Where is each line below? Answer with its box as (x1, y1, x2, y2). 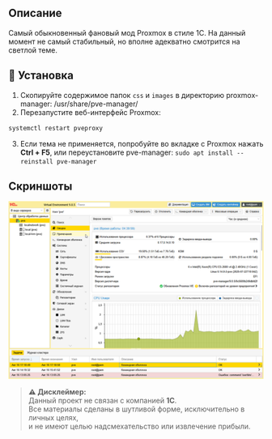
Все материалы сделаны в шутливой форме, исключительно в (28, 404, 245, 414)
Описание (8, 6, 62, 20)
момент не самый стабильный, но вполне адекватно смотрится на (8, 36, 240, 46)
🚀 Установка (8, 69, 74, 83)
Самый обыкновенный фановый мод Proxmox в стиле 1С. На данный (8, 28, 246, 37)
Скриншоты (8, 179, 73, 193)
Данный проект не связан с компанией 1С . (28, 395, 177, 405)
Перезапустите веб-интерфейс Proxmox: (19, 107, 161, 117)
